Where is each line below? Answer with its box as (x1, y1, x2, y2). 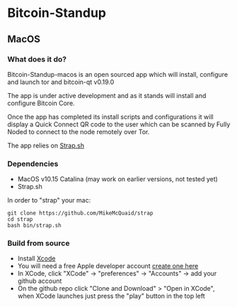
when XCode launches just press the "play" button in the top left (17, 291, 205, 301)
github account (17, 277, 62, 285)
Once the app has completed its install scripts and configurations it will (7, 112, 214, 121)
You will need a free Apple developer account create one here (17, 262, 199, 270)
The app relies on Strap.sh (7, 141, 85, 150)
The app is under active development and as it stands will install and (7, 91, 207, 100)
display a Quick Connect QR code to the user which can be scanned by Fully (7, 120, 231, 128)
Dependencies (7, 159, 59, 169)
